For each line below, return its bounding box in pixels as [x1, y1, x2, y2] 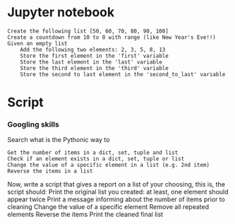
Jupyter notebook [7, 4, 115, 20]
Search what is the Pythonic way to [7, 136, 110, 144]
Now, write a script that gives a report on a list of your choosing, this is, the [7, 180, 226, 189]
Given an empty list [7, 40, 68, 47]
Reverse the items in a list [7, 167, 93, 175]
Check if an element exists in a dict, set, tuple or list [7, 155, 185, 163]
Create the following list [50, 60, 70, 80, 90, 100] [7, 28, 169, 35]
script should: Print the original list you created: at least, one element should [7, 188, 229, 196]
